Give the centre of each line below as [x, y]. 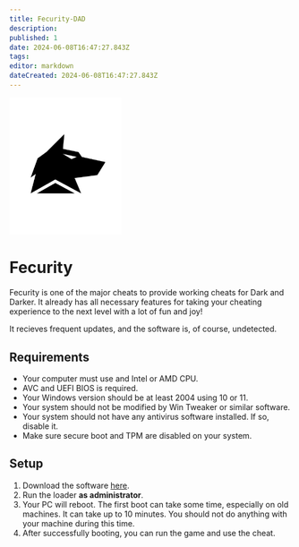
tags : [19, 57]
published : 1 [34, 38]
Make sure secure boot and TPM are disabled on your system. [137, 436]
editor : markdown [42, 66]
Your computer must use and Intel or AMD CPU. [110, 379]
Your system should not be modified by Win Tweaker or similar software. [156, 407]
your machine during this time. [78, 523]
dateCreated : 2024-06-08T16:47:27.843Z [84, 76]
